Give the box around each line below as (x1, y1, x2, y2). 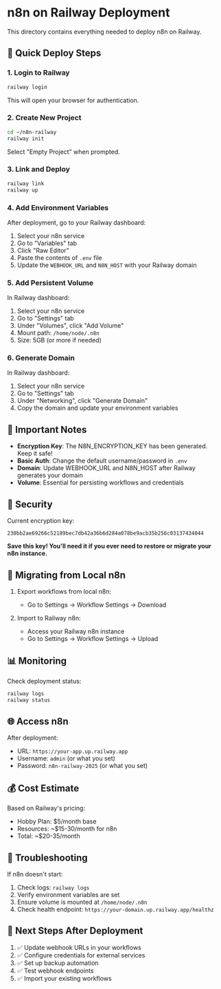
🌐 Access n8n (7, 715, 69, 727)
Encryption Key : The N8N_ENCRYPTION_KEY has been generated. (16, 442, 208, 450)
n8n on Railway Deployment (7, 5, 170, 21)
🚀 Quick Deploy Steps (7, 47, 102, 59)
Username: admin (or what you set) (16, 754, 115, 763)
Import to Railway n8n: (16, 614, 81, 622)
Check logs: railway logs (16, 883, 90, 892)
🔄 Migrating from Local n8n (7, 569, 126, 581)
